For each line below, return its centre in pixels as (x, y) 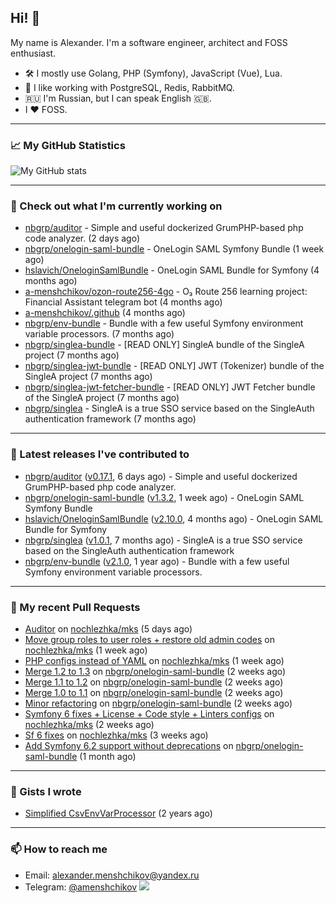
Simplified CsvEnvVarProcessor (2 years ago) (118, 813)
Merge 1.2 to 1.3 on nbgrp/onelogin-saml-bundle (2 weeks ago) (155, 671)
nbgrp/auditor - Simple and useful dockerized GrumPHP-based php (164, 228)
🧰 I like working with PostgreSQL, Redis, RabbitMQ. (129, 87)
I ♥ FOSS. (46, 109)
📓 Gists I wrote (46, 791)
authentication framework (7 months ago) (110, 419)
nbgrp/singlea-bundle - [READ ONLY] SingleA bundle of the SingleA (164, 345)
